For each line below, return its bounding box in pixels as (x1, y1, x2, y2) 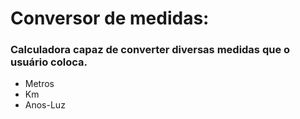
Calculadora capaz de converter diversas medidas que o (10, 43, 291, 57)
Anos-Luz (24, 99, 66, 111)
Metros (24, 78, 55, 90)
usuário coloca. (10, 55, 88, 69)
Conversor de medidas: (10, 7, 210, 30)
